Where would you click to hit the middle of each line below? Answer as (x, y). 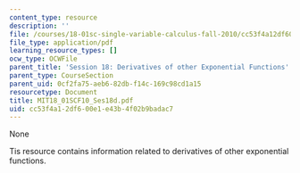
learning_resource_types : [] (63, 51)
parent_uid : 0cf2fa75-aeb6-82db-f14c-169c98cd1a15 (105, 84)
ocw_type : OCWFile (43, 59)
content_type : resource (54, 17)
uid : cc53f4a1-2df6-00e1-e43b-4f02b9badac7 (92, 109)
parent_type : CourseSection (62, 76)
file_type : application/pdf (62, 42)
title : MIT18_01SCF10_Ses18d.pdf (71, 100)
